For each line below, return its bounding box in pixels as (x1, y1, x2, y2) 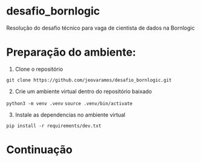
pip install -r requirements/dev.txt (6, 123, 102, 129)
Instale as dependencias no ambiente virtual (15, 111, 126, 118)
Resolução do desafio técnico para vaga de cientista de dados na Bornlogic (6, 24, 195, 31)
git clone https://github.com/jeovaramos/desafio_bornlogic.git (6, 77, 172, 83)
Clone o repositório (15, 65, 64, 73)
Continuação (6, 143, 73, 157)
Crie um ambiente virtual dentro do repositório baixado (15, 88, 153, 95)
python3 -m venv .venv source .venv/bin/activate (6, 100, 133, 106)
